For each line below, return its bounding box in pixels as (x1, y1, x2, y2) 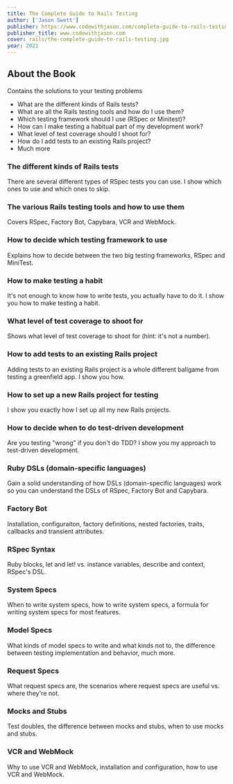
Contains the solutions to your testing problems (7, 86, 143, 94)
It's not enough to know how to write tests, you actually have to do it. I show (7, 292, 225, 299)
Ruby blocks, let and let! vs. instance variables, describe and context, (7, 560, 206, 569)
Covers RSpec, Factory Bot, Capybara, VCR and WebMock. (7, 218, 176, 226)
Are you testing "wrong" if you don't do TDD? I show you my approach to (7, 439, 216, 447)
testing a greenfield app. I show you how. (7, 372, 125, 381)
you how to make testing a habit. (7, 299, 101, 307)
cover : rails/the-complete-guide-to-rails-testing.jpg (7, 36, 169, 43)
